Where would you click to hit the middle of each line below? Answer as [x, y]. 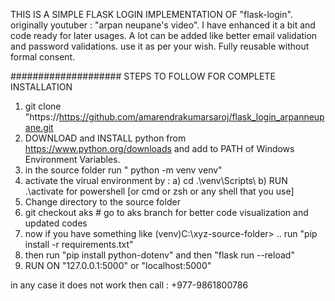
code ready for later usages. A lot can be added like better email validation [164, 35]
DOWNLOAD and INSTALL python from [105, 138]
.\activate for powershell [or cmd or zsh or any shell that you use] [159, 191]
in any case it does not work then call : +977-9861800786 [129, 285]
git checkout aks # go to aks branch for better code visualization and [166, 212]
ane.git [39, 127]
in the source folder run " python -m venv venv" [123, 170]
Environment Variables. [72, 159]
